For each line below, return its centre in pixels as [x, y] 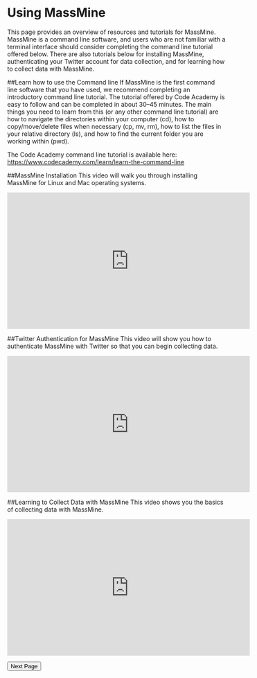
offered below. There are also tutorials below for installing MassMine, [106, 54]
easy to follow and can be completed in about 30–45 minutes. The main [109, 104]
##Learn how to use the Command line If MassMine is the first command [111, 82]
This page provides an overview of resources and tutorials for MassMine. [112, 32]
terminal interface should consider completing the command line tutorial [110, 46]
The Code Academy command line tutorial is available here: [92, 155]
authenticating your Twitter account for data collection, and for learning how [116, 61]
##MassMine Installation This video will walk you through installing [102, 175]
